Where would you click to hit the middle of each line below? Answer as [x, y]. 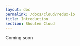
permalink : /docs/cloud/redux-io [40, 14]
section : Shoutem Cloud [30, 24]
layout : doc [18, 10]
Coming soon [19, 38]
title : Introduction [27, 19]
